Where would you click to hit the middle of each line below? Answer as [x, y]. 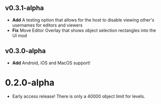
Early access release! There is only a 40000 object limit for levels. [79, 96]
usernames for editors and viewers [47, 25]
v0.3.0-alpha [25, 51]
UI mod [20, 35]
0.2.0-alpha [30, 82]
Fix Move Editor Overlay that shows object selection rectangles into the [84, 30]
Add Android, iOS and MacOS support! [51, 63]
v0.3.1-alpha [24, 8]
